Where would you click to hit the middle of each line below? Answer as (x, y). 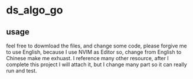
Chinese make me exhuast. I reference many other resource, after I (88, 58)
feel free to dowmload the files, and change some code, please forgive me (97, 46)
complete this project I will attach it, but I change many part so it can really (97, 64)
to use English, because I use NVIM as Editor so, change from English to (94, 52)
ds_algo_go (35, 10)
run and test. (22, 71)
